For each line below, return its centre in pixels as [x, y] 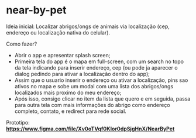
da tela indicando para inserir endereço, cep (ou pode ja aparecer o [96, 67]
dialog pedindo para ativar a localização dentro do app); [82, 74]
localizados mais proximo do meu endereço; [68, 92]
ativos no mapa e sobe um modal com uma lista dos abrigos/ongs [94, 86]
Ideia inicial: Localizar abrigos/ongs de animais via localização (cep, [88, 26]
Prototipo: [18, 122]
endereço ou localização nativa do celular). [58, 32]
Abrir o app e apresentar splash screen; [62, 55]
